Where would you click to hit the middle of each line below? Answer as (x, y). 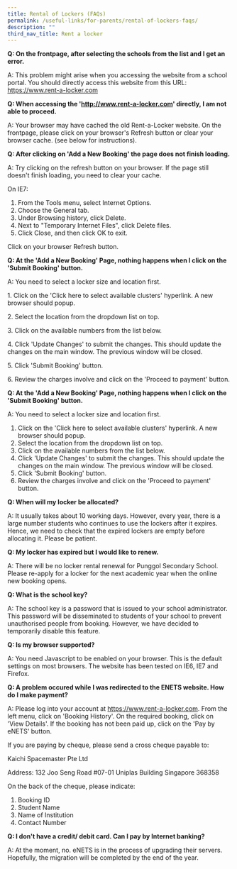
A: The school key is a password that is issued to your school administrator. (118, 609)
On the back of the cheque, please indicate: (71, 786)
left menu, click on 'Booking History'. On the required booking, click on (111, 716)
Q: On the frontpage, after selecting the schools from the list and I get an (116, 54)
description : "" (31, 27)
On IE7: (18, 189)
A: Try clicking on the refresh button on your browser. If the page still (108, 168)
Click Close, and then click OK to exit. (72, 233)
